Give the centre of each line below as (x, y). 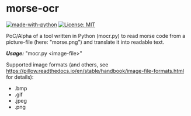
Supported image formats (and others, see (57, 64)
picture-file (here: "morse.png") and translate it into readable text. (85, 42)
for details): (20, 77)
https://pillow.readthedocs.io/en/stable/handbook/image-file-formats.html (95, 71)
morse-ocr (33, 8)
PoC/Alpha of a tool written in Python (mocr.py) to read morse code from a (96, 36)
